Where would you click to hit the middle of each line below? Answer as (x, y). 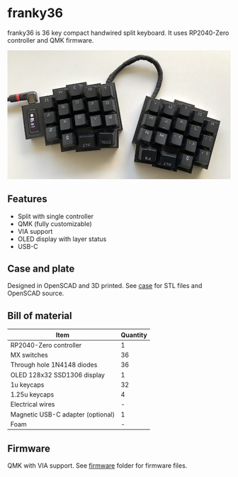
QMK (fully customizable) (55, 224)
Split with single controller (56, 216)
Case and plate (41, 268)
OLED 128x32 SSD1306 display (57, 375)
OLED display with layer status (62, 239)
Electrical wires (33, 404)
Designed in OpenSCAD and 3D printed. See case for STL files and (105, 286)
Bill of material (40, 315)
